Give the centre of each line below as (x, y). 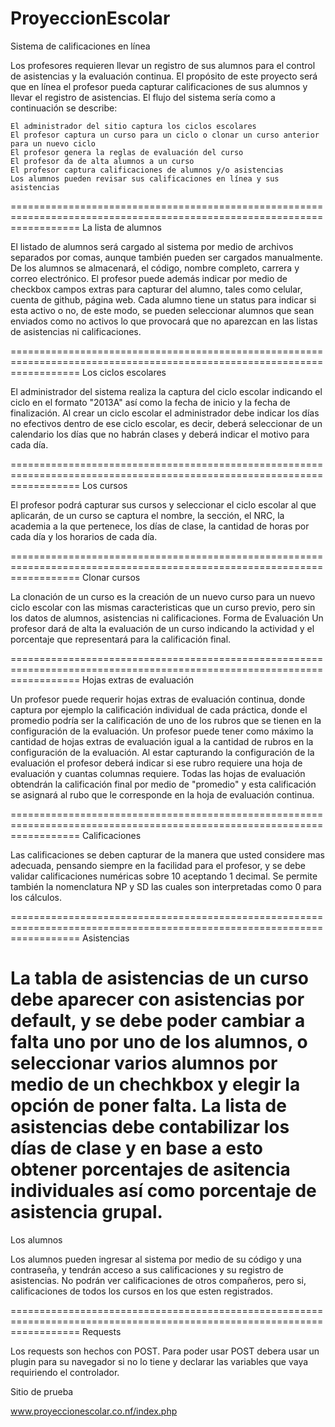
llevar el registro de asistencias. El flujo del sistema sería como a (143, 97)
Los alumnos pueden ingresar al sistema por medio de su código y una (156, 1259)
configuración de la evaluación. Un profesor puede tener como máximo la (162, 731)
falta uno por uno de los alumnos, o (159, 1042)
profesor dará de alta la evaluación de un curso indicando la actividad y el (162, 628)
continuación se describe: (64, 108)
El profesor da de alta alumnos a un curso (102, 161)
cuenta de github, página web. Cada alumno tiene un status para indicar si (163, 299)
